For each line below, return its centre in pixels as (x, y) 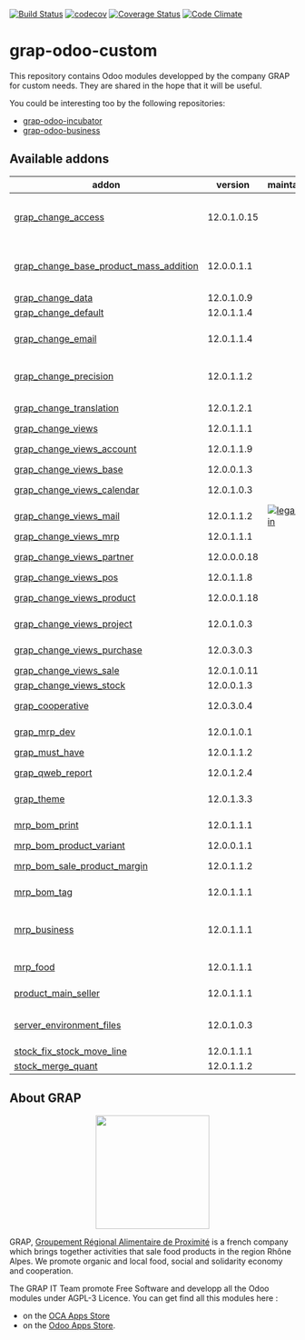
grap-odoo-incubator (62, 120)
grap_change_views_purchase (78, 650)
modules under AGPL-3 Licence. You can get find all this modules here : (144, 1298)
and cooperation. (41, 1270)
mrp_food (34, 966)
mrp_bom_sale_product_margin (81, 865)
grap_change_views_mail (67, 515)
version (233, 185)
